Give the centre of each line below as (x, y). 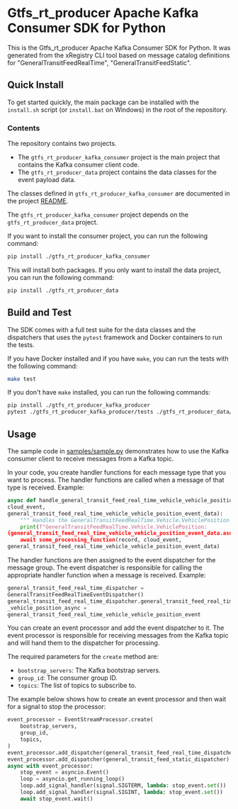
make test (22, 379)
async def (22, 501)
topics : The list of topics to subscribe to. (77, 686)
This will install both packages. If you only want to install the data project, (114, 270)
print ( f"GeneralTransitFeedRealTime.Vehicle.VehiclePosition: (114, 527)
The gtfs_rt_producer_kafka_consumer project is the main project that (119, 157)
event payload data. (46, 180)
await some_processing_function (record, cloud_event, (101, 540)
